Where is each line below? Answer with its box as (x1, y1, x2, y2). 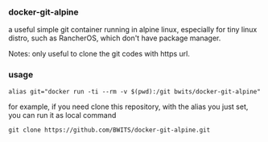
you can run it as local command (8, 110, 117, 119)
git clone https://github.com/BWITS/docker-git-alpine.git (8, 126, 211, 134)
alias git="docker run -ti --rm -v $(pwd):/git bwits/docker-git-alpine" (8, 87, 262, 95)
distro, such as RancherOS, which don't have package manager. (8, 33, 221, 43)
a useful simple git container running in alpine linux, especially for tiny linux (8, 25, 258, 35)
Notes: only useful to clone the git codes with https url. (8, 49, 191, 59)
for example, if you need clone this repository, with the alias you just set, (8, 102, 249, 111)
